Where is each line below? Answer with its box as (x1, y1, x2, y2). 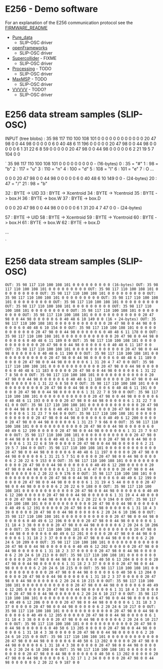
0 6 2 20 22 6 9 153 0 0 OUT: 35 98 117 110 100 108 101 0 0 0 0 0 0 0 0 (5, 458, 159, 463)
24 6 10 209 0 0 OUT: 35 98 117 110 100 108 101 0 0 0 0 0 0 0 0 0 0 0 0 (5, 540, 159, 545)
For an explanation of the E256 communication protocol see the (5, 20, 133, 26)
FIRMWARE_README (5, 25, 48, 30)
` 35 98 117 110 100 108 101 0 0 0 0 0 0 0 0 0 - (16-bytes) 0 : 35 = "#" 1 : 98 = (5, 160, 159, 166)
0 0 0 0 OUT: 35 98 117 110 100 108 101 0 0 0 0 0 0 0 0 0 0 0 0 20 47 (5, 312, 154, 317)
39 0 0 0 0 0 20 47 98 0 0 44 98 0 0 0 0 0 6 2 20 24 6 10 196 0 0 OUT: (5, 510, 156, 515)
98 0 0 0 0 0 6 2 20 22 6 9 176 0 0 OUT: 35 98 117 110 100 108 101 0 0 (5, 471, 156, 476)
